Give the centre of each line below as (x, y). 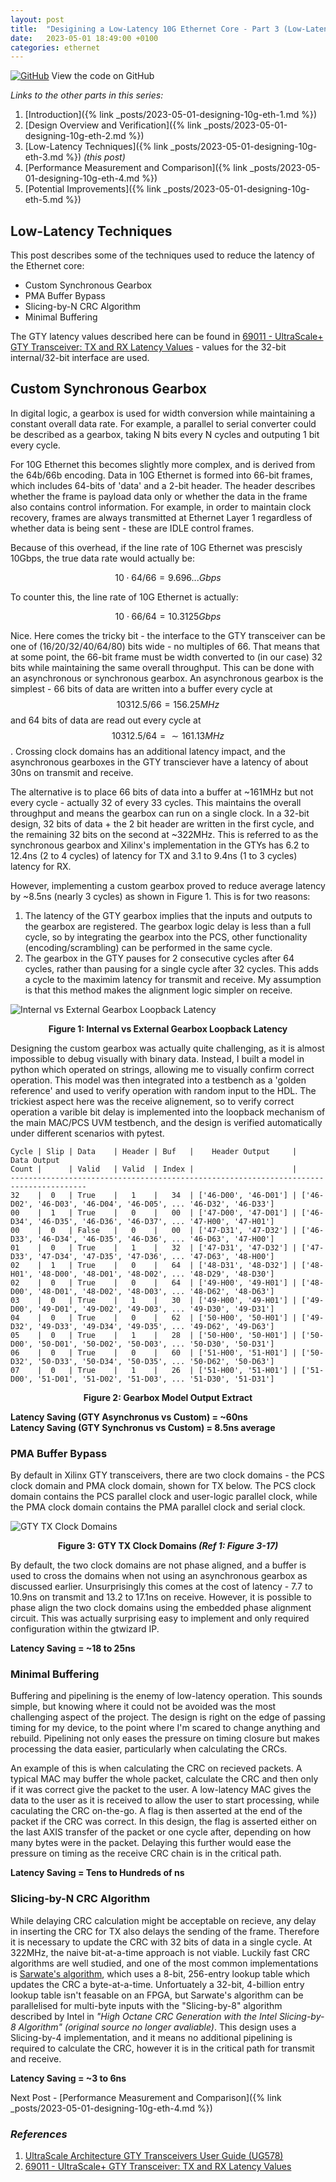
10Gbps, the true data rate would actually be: (102, 558)
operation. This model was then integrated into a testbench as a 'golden (158, 1080)
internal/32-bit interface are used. (80, 358)
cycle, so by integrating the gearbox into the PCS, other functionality (166, 937)
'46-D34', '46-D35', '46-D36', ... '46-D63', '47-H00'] (155, 1239)
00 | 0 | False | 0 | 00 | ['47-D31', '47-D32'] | (154, 1230)
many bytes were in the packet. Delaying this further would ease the (151, 1843)
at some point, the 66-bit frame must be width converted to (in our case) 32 (166, 657)
